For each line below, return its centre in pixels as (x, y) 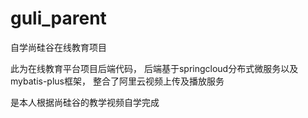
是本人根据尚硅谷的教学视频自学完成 (85, 102)
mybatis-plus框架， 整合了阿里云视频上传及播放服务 (117, 81)
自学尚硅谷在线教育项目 (58, 47)
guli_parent (58, 18)
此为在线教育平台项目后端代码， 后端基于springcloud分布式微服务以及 (154, 68)
